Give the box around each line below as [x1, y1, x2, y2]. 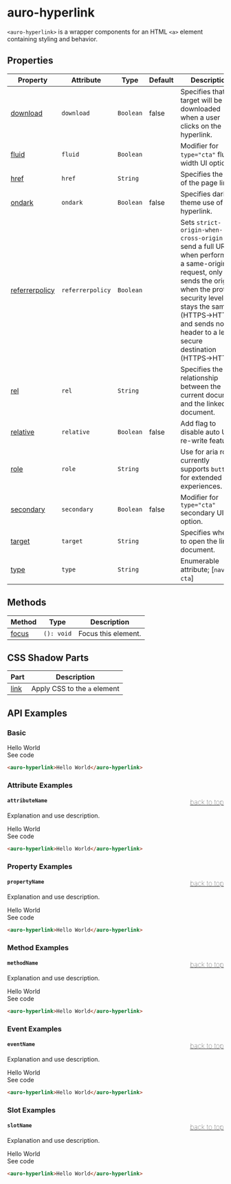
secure [180, 336, 203, 345]
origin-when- [180, 226, 223, 234]
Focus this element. [78, 628, 142, 638]
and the [180, 399, 205, 408]
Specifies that [180, 87, 225, 96]
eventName [7, 1041, 36, 1048]
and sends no [180, 318, 225, 328]
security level [180, 293, 224, 303]
